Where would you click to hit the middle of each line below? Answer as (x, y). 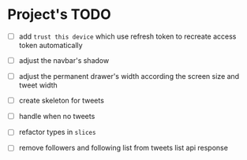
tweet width (38, 85)
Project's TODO (59, 15)
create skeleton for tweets (61, 101)
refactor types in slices (57, 132)
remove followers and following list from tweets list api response (123, 148)
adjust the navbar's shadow (64, 60)
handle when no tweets (57, 117)
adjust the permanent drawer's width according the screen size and (129, 76)
